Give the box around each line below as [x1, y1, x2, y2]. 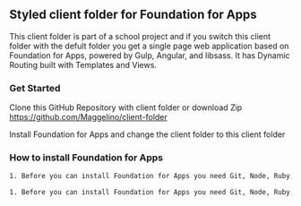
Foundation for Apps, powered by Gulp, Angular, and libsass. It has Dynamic [9, 49, 290, 61]
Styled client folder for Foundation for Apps [9, 7, 257, 22]
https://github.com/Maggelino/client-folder [9, 112, 168, 123]
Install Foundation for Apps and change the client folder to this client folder [9, 129, 286, 140]
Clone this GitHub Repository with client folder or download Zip [9, 102, 243, 113]
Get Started [9, 82, 61, 94]
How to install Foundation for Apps [9, 151, 164, 164]
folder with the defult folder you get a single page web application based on [9, 40, 289, 51]
